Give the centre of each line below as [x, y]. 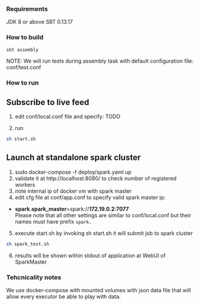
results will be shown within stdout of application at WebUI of [90, 255]
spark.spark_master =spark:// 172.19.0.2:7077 [72, 209]
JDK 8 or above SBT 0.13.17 [39, 22]
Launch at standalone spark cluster [74, 158]
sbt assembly [22, 50]
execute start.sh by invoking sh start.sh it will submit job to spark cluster [104, 233]
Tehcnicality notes [34, 277]
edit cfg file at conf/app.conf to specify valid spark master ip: [90, 197]
